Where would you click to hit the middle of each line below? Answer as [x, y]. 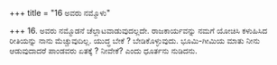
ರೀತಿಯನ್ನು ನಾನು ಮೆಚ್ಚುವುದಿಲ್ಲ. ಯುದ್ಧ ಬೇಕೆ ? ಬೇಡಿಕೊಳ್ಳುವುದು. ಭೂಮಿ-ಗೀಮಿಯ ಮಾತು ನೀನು [134, 41]
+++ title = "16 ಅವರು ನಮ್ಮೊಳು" [60, 13]
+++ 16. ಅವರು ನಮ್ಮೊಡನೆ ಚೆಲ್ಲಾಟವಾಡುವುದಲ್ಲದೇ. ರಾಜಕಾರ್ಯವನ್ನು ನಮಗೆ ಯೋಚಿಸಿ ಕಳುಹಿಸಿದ [138, 31]
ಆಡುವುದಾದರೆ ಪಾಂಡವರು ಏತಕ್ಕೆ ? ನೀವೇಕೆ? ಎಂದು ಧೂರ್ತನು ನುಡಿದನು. [104, 51]
